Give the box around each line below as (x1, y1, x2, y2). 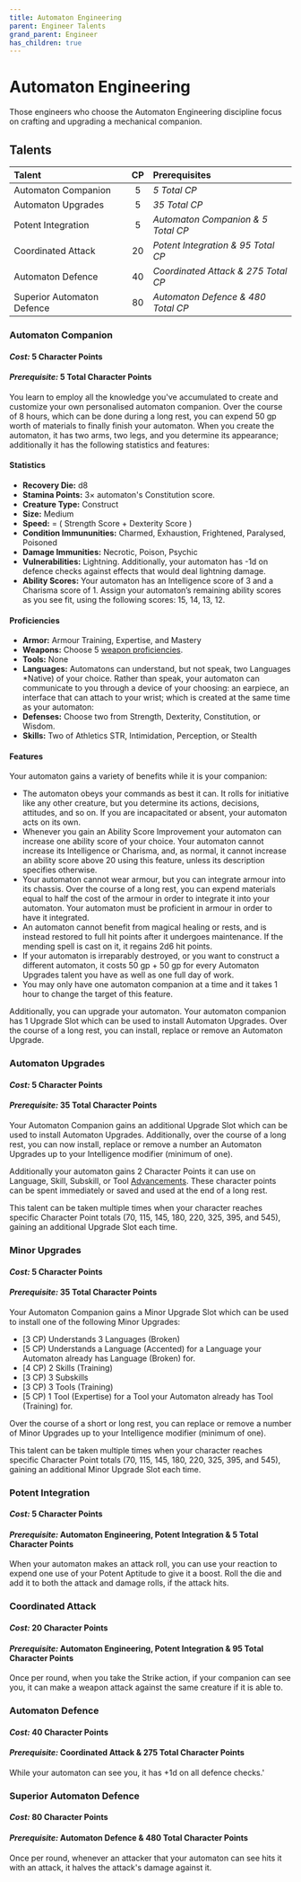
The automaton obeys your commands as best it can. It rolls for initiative (21, 788, 289, 800)
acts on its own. (21, 817, 82, 827)
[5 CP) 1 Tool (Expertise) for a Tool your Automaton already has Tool (21, 1391, 273, 1401)
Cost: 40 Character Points (9, 1727, 109, 1737)
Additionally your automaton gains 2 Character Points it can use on (9, 1166, 256, 1177)
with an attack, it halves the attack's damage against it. (9, 1861, 212, 1873)
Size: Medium (21, 508, 74, 519)
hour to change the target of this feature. (21, 989, 173, 1000)
